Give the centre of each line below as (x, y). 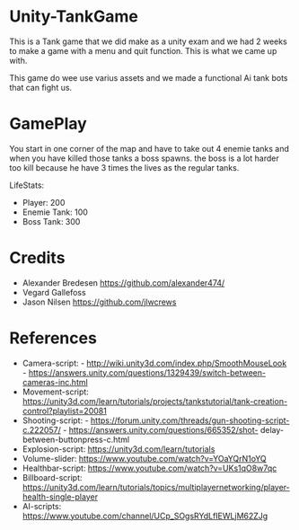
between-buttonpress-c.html (76, 439)
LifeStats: (27, 185)
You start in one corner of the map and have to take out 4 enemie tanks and (149, 148)
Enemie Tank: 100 (55, 212)
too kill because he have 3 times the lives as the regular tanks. (124, 167)
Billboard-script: (52, 477)
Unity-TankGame (74, 17)
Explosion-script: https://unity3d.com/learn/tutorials (119, 449)
